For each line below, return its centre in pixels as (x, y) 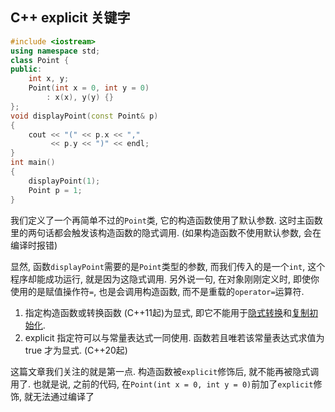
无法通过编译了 (63, 396)
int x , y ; (49, 79)
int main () (33, 163)
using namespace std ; (55, 51)
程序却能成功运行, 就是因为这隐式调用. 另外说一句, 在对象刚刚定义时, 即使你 (165, 279)
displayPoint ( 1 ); (64, 181)
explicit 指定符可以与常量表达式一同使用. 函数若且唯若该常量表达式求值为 (174, 337)
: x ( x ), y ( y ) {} (80, 98)
